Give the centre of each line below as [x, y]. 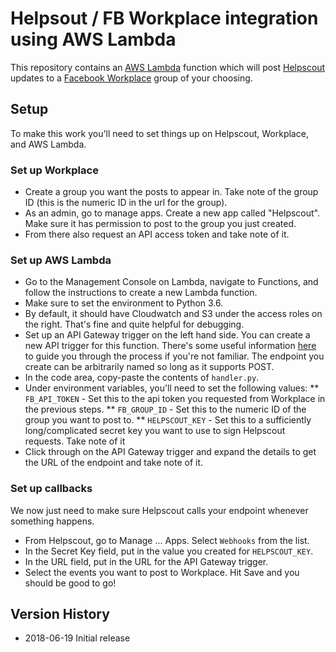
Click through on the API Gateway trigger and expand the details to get [170, 452]
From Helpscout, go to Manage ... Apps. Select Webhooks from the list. [167, 540]
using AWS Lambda [93, 39]
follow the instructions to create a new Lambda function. [141, 293]
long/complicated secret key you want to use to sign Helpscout [155, 431]
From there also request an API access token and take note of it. [157, 234]
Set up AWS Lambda [61, 260]
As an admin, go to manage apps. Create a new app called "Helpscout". [172, 213]
